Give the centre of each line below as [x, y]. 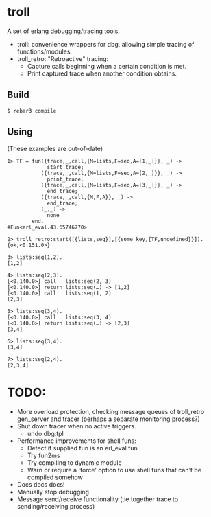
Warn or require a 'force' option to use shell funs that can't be [114, 470]
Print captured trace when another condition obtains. [102, 73]
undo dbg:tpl [45, 433]
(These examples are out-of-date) [55, 148]
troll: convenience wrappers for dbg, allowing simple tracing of [105, 44]
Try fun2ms [44, 455]
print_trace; [65, 179]
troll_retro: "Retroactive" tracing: [63, 58]
